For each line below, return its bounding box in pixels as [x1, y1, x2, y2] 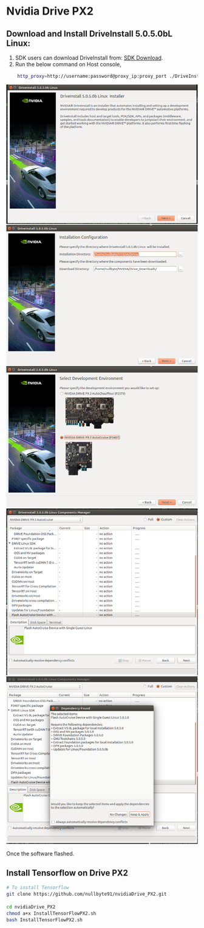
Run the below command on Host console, [15, 61, 121, 68]
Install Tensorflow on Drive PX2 [6, 868, 129, 878]
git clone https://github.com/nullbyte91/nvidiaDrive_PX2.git [6, 891, 167, 898]
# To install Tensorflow [6, 885, 69, 891]
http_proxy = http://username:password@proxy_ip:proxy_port [17, 73, 167, 79]
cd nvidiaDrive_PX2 [6, 904, 56, 910]
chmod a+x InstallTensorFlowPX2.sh [6, 910, 97, 916]
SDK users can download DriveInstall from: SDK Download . [15, 54, 163, 62]
